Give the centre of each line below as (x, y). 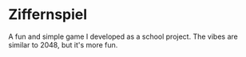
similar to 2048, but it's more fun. (63, 44)
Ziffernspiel (48, 15)
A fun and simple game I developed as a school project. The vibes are (123, 36)
